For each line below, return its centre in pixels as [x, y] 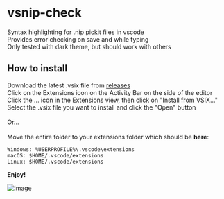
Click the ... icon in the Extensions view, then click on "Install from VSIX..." [113, 100]
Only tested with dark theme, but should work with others [89, 46]
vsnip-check [44, 13]
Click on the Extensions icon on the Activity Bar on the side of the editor [110, 92]
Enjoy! [17, 174]
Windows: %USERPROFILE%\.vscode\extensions [71, 149]
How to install [37, 68]
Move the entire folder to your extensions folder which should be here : [108, 137]
